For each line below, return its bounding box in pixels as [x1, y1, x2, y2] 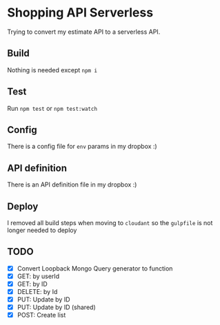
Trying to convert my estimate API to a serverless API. [7, 28, 161, 36]
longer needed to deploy [7, 226, 77, 234]
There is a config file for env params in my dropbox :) [7, 143, 157, 151]
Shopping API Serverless [7, 5, 154, 21]
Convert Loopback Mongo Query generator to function [17, 264, 173, 273]
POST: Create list [17, 311, 66, 319]
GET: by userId [17, 272, 60, 280]
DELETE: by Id [17, 288, 58, 295]
